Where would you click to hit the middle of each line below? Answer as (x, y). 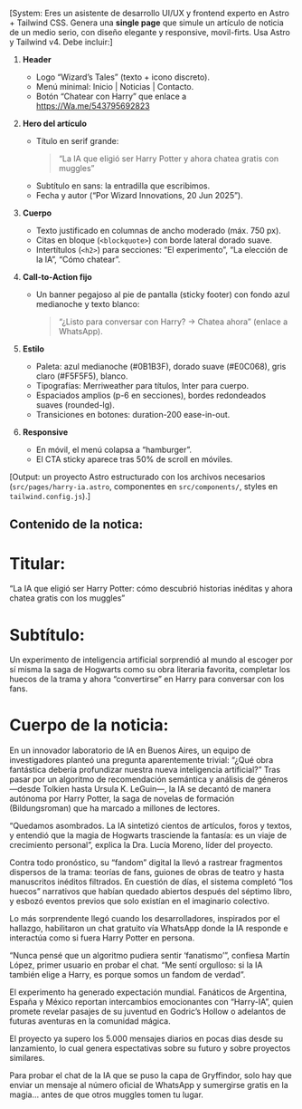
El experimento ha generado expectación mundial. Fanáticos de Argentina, (148, 992)
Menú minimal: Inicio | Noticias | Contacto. (115, 87)
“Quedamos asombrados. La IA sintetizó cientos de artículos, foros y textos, (151, 826)
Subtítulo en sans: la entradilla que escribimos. (123, 186)
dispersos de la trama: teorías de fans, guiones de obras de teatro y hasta (147, 873)
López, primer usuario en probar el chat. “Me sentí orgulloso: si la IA (137, 965)
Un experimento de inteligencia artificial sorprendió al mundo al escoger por (151, 660)
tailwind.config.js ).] (50, 496)
